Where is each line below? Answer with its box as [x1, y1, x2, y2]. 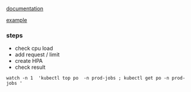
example [6, 17, 27, 23]
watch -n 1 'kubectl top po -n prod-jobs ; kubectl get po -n [6, 75, 170, 81]
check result [14, 64, 46, 71]
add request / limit [14, 51, 60, 58]
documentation [6, 5, 44, 12]
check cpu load [14, 45, 53, 52]
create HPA [14, 58, 43, 65]
